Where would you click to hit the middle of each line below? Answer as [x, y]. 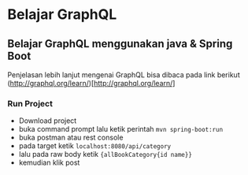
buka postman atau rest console [71, 138]
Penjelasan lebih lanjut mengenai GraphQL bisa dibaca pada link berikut [124, 75]
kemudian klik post [49, 162]
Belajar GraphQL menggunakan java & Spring [120, 44]
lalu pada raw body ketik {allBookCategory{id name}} [105, 155]
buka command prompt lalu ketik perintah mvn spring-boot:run [121, 129]
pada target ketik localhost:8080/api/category [94, 146]
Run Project [30, 103]
